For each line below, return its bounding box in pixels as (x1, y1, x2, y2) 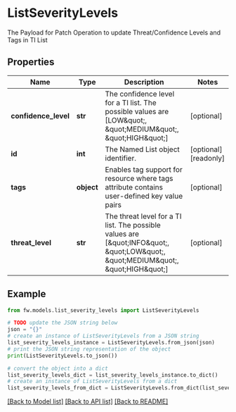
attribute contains (105, 182, 164, 192)
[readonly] (190, 153, 225, 163)
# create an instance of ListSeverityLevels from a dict (7, 378, 178, 385)
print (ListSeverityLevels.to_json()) (7, 352, 118, 359)
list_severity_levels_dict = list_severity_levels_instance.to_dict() (7, 371, 218, 378)
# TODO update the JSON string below (7, 319, 118, 327)
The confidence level (105, 89, 175, 99)
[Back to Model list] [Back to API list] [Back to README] (7, 397, 169, 406)
